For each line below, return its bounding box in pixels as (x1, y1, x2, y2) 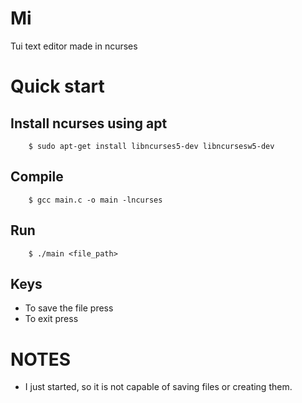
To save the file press (24, 302, 114, 314)
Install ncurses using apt (10, 115, 168, 132)
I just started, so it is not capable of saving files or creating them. (24, 381, 293, 393)
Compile (10, 168, 64, 186)
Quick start (10, 75, 105, 98)
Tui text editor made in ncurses (10, 40, 138, 52)
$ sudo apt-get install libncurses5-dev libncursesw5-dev (28, 141, 275, 151)
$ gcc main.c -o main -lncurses (28, 195, 163, 205)
